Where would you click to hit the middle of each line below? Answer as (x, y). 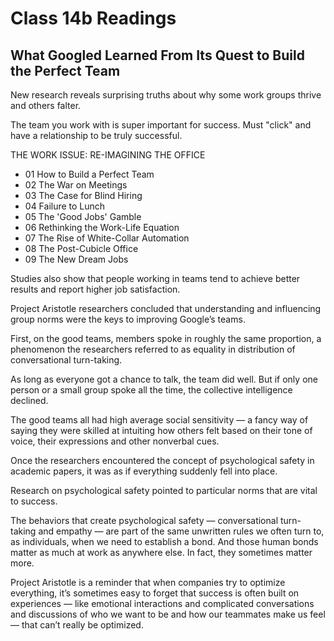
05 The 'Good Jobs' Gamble (83, 216)
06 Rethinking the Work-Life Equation (102, 227)
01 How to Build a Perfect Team (89, 174)
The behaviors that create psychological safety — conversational (144, 520)
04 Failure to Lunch (65, 206)
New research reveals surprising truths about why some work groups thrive (166, 95)
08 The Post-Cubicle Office (81, 248)
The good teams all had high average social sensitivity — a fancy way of (159, 420)
